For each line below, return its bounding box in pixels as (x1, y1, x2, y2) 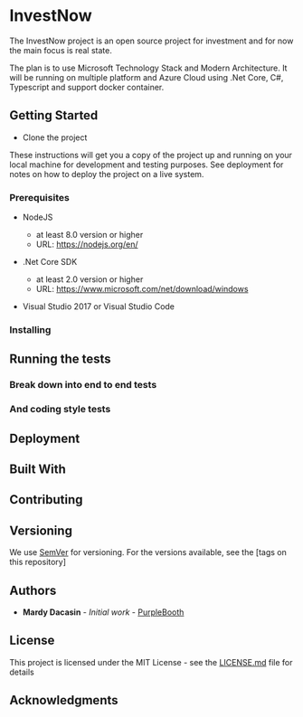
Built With (9, 461, 66, 476)
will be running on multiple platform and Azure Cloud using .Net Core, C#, (9, 71, 284, 82)
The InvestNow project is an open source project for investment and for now (9, 35, 294, 46)
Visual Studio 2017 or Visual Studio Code (22, 301, 175, 312)
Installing (9, 323, 52, 335)
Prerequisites (9, 191, 70, 203)
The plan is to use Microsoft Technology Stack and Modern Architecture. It (9, 62, 288, 73)
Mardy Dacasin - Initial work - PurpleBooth (22, 607, 185, 618)
